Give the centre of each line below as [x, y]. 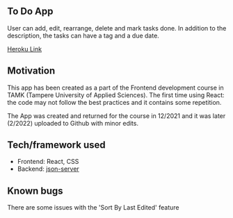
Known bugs [35, 191]
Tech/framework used [56, 145]
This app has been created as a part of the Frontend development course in [115, 87]
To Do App [30, 11]
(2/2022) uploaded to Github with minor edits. [73, 123]
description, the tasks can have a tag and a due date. [83, 35]
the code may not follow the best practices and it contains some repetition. [114, 102]
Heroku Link [25, 49]
